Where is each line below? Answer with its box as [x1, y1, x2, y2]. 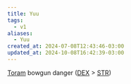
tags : [7, 17, 23, 24]
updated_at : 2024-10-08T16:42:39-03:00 [7, 50, 125, 57]
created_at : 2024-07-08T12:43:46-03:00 [7, 43, 125, 50]
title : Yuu [7, 10, 39, 17]
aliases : [7, 29, 33, 37]
